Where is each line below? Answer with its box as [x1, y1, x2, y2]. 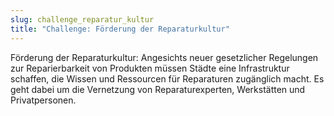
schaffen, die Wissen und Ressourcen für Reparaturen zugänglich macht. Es [10, 72, 325, 85]
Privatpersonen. [10, 94, 77, 106]
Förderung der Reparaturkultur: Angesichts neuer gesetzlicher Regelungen [10, 51, 319, 63]
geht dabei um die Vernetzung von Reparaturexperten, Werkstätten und [10, 83, 306, 95]
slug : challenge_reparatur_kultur [10, 14, 155, 25]
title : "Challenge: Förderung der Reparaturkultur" [10, 24, 230, 34]
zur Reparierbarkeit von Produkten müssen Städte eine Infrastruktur [10, 62, 290, 74]
